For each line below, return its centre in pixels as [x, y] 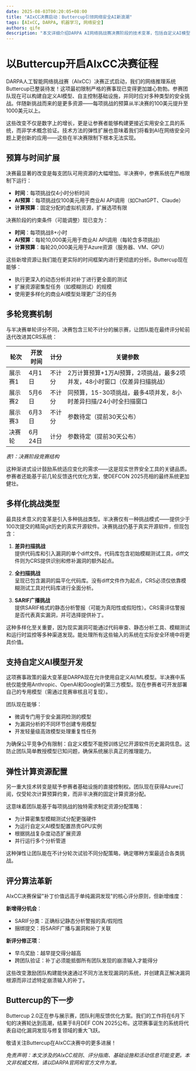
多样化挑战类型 [33, 504]
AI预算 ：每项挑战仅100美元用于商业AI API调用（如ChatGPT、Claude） [99, 200]
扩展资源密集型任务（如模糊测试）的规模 [63, 286]
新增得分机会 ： [24, 908]
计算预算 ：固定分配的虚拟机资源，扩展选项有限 [71, 207]
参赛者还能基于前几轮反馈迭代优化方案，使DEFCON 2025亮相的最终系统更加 [98, 476]
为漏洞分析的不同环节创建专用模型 [55, 724]
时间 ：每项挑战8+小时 [41, 232]
